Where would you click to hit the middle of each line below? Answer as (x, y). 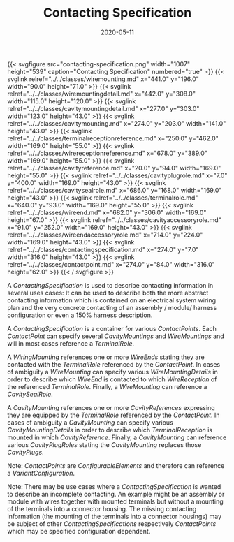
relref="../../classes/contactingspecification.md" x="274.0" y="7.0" (103, 249)
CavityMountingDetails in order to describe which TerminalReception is (110, 430)
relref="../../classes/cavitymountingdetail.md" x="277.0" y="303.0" (103, 108)
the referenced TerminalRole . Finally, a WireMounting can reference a (107, 386)
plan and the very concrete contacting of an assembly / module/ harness (112, 307)
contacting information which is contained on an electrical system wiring (112, 300)
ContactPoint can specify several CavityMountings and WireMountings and (116, 336)
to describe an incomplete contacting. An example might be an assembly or (116, 494)
